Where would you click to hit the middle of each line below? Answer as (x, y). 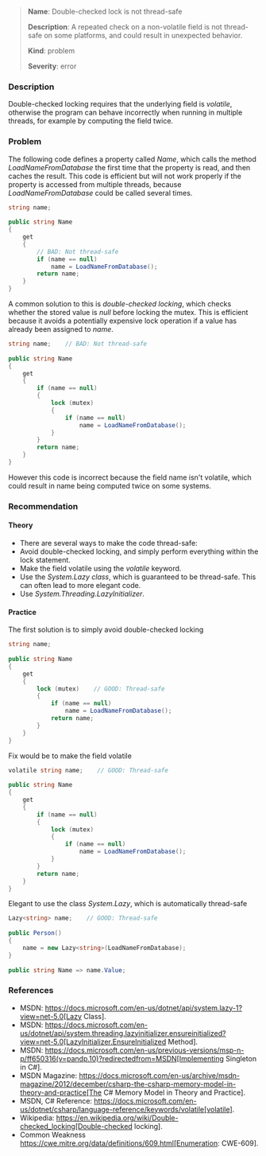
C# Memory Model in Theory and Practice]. (174, 1092)
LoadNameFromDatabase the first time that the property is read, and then (129, 167)
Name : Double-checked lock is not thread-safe (105, 12)
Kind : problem (51, 51)
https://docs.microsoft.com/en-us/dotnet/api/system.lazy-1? (144, 1008)
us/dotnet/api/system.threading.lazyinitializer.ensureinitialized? (123, 1033)
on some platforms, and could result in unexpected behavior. (143, 35)
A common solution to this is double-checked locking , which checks (120, 304)
